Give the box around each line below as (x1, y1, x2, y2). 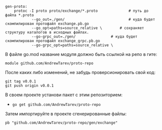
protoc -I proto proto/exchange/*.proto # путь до (14, 8, 149, 13)
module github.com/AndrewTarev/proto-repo (5, 61, 94, 66)
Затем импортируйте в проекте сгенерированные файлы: (5, 111, 127, 117)
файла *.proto (5, 13, 34, 18)
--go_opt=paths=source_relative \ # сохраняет (31, 26, 144, 30)
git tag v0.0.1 (5, 79, 36, 84)
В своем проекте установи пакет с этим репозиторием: (5, 92, 123, 98)
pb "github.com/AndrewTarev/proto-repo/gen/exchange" (5, 120, 118, 125)
